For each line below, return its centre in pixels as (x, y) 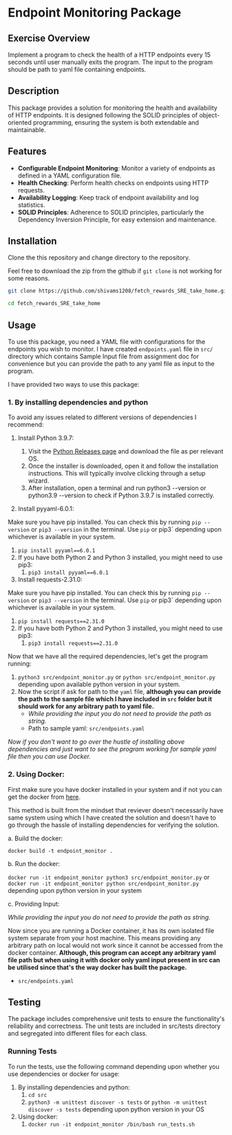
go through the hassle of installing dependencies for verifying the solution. (114, 825)
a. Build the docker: (35, 838)
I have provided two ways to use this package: (74, 384)
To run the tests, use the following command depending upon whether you (114, 1066)
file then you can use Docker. (50, 757)
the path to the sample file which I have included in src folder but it (115, 699)
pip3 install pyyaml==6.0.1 (68, 573)
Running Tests (32, 1051)
